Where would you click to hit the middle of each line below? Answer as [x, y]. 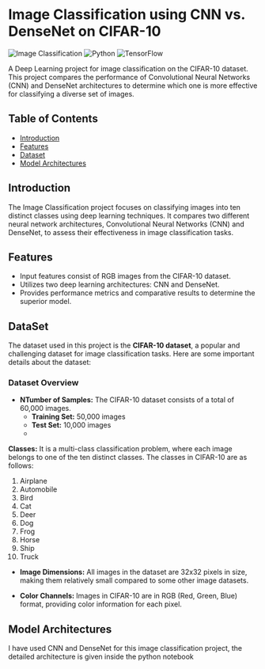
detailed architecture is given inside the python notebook [101, 657]
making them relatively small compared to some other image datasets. [134, 580]
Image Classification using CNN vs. [127, 15]
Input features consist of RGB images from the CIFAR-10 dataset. [125, 276]
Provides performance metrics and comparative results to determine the [137, 293]
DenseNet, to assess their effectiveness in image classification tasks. [121, 232]
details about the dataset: [50, 363]
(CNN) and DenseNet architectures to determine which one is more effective [133, 86]
